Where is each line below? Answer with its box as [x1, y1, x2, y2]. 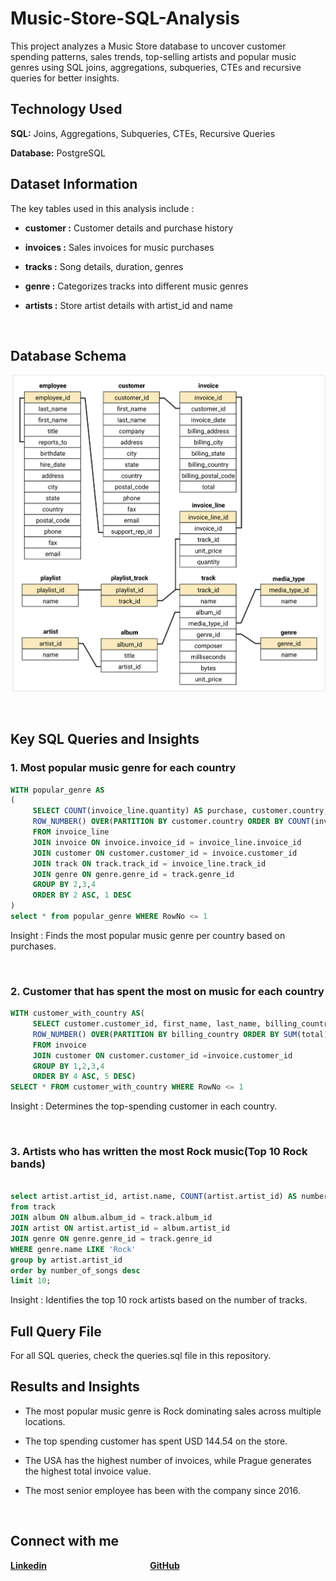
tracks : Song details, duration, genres [24, 260, 184, 272]
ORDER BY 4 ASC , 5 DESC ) [32, 1072, 137, 1082]
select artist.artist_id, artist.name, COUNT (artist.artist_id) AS [10, 1192, 298, 1202]
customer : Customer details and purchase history [24, 222, 234, 234]
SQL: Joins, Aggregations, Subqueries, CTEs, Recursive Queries [10, 127, 276, 139]
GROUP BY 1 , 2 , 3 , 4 [32, 1061, 105, 1071]
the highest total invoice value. [24, 1465, 152, 1477]
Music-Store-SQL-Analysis [10, 7, 240, 30]
